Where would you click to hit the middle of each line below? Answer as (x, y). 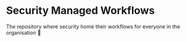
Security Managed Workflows (80, 11)
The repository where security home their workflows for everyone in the (93, 26)
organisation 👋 (23, 32)
